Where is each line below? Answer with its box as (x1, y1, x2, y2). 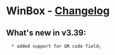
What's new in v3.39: (6, 28, 87, 38)
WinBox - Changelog (6, 4, 110, 18)
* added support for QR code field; (11, 43, 101, 49)
